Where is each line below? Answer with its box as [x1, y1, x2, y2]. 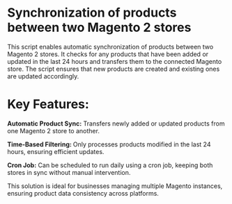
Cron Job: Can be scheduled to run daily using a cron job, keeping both [7, 161, 213, 169]
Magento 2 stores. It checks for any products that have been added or [7, 50, 209, 58]
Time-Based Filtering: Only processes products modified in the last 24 [7, 140, 211, 148]
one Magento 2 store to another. [7, 126, 100, 135]
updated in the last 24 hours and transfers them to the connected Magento [7, 57, 222, 65]
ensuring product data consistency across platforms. [7, 189, 159, 197]
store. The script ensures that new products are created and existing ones [7, 65, 220, 73]
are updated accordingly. [7, 71, 79, 80]
